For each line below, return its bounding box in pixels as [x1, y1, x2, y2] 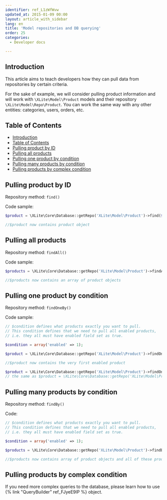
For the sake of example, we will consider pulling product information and [5, 91, 156, 97]
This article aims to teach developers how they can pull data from [5, 76, 139, 82]
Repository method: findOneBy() [5, 305, 71, 311]
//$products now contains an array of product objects [5, 277, 121, 282]
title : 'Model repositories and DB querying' [5, 26, 101, 31]
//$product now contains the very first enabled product [5, 360, 126, 365]
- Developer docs [9, 40, 46, 45]
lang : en [5, 21, 23, 26]
